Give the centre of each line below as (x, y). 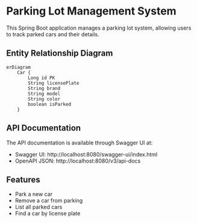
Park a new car (34, 194)
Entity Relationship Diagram (60, 53)
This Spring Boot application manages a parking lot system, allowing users (99, 28)
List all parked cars (39, 207)
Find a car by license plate (48, 213)
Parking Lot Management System (91, 11)
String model (44, 94)
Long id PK (42, 78)
